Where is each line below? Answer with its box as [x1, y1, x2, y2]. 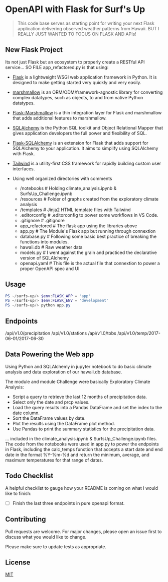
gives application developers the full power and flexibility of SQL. [12, 130, 147, 136]
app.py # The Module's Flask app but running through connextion [20, 228, 156, 234]
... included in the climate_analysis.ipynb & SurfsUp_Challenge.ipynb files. [5, 435, 157, 441]
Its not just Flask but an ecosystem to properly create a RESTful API [5, 59, 145, 65]
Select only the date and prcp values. [12, 399, 90, 405]
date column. [12, 410, 40, 416]
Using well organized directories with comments [12, 175, 112, 181]
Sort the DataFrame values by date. [12, 415, 86, 421]
